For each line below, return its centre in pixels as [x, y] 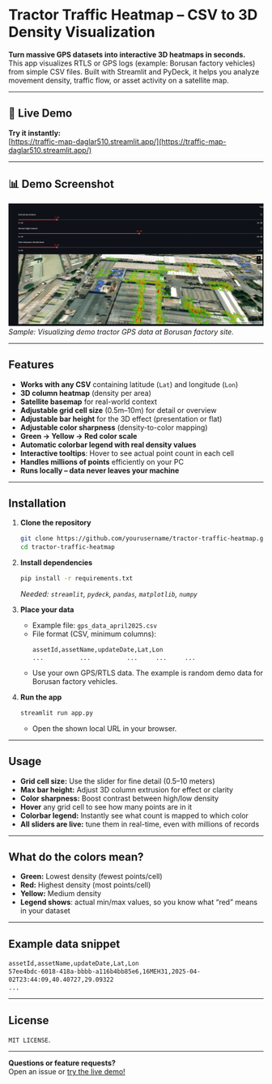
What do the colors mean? [76, 857]
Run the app [41, 697]
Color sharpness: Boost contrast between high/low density [119, 798]
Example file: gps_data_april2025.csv [95, 625]
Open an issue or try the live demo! [67, 1072]
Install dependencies [56, 563]
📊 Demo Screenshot [62, 184]
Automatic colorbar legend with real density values [108, 444]
